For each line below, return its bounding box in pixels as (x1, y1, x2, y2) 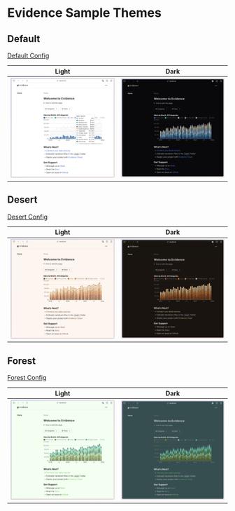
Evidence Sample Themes (7, 5, 162, 21)
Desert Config (7, 212, 48, 221)
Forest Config (7, 374, 47, 382)
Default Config (7, 51, 50, 60)
